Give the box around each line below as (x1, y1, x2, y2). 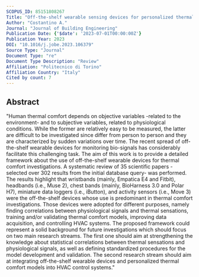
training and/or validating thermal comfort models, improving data (6, 213, 167, 220)
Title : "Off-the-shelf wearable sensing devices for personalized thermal (6, 14, 195, 20)
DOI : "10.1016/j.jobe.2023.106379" (6, 42, 94, 48)
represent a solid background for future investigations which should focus (6, 226, 187, 233)
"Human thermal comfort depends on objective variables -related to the (6, 112, 181, 119)
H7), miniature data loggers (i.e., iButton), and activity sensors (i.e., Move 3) (6, 188, 191, 195)
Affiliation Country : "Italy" (6, 69, 81, 75)
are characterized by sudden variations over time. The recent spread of (6, 138, 181, 145)
